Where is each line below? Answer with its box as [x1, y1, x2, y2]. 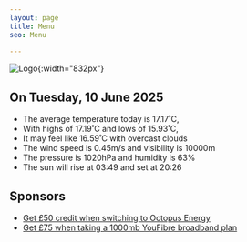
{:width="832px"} [37, 63, 105, 74]
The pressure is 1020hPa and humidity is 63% [22, 152, 196, 164]
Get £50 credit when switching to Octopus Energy [22, 213, 211, 223]
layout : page [9, 13, 59, 23]
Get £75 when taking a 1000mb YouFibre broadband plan [22, 222, 238, 233]
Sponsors [9, 188, 66, 204]
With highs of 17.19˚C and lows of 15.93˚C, [22, 124, 180, 135]
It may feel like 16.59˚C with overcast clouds [22, 133, 189, 144]
